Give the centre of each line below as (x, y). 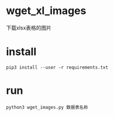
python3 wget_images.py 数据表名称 (47, 107)
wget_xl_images (46, 11)
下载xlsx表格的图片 (29, 28)
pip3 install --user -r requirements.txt (57, 67)
